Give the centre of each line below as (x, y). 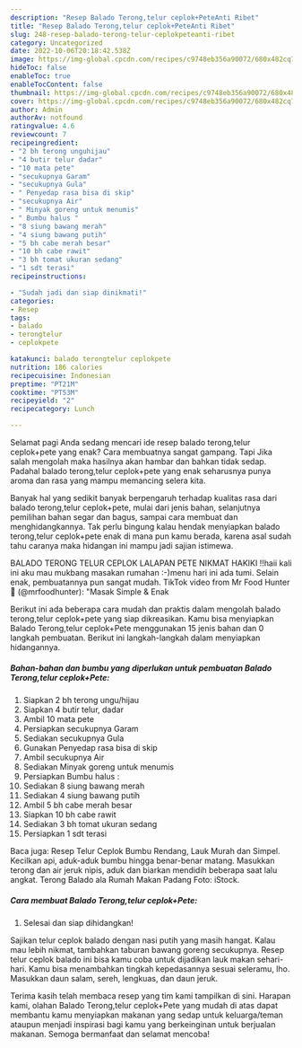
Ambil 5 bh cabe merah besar (78, 805)
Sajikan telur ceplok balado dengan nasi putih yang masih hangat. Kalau (143, 940)
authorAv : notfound (47, 118)
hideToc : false (39, 68)
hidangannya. (35, 647)
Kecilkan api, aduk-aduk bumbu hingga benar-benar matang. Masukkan (142, 860)
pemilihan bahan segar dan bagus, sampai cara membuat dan (124, 517)
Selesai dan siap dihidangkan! (78, 922)
